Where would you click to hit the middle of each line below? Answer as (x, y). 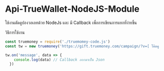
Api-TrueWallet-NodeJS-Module (72, 9)
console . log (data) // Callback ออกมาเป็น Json (59, 60)
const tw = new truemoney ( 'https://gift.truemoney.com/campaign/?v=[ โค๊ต (81, 46)
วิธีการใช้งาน (15, 32)
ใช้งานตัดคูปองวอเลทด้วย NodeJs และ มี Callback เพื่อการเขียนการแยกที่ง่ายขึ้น (71, 23)
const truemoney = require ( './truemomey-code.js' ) (58, 42)
